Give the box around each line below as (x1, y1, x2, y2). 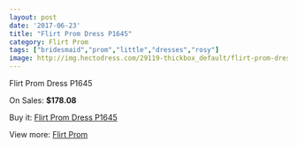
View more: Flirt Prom (9, 129, 88, 139)
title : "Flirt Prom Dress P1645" (9, 29, 133, 38)
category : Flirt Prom (9, 37, 89, 47)
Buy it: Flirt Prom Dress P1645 (9, 112, 118, 122)
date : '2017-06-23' (9, 21, 81, 30)
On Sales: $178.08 (9, 95, 77, 106)
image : (9, 54, 34, 63)
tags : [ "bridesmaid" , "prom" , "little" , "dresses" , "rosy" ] (9, 46, 219, 55)
